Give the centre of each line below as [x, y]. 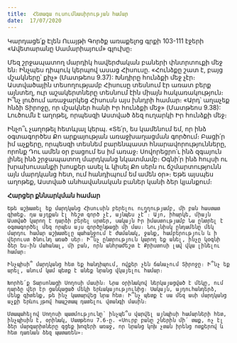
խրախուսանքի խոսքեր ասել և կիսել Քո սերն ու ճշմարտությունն [115, 166]
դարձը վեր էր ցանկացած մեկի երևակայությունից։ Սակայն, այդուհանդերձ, [112, 289]
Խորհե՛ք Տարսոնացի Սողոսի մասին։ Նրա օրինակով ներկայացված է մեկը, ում [115, 283]
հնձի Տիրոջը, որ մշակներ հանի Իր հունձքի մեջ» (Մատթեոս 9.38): [114, 107]
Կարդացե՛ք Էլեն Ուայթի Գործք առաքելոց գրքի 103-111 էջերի [106, 40]
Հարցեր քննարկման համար [54, 195]
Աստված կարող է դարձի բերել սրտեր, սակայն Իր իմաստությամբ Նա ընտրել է [115, 221]
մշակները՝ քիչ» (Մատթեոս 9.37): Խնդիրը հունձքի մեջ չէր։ [101, 77]
